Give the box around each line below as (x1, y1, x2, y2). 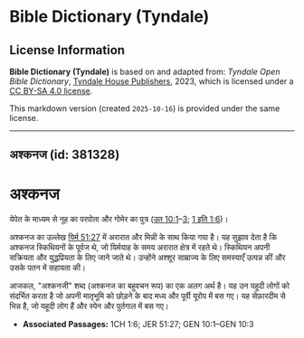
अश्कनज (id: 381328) (9, 147, 120, 163)
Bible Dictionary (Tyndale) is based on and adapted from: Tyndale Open (9, 66, 280, 77)
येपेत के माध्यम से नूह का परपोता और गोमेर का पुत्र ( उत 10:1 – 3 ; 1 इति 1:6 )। (9, 214, 229, 225)
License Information (9, 42, 125, 58)
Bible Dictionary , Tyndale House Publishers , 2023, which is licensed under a (9, 76, 294, 87)
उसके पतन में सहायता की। (9, 262, 86, 273)
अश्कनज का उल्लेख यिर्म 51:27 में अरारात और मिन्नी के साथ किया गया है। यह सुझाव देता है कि (9, 232, 278, 243)
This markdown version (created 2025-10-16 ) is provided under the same (9, 103, 280, 114)
